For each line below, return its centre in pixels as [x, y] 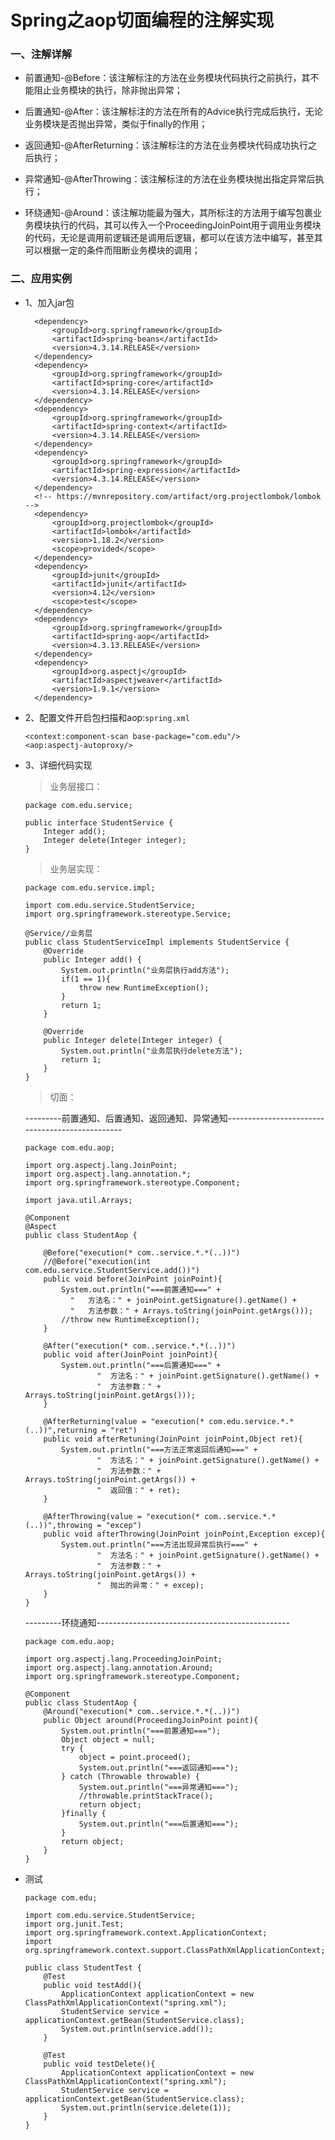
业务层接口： [76, 786]
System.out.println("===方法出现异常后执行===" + [159, 1544]
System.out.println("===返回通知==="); [158, 1767]
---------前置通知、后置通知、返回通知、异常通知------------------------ [174, 1118]
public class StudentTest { [83, 1967]
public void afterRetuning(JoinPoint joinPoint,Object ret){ [173, 1439]
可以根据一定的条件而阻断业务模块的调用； [112, 250]
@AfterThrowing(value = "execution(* [121, 1516]
